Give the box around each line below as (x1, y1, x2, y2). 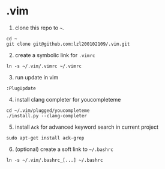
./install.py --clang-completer (6, 112, 87, 118)
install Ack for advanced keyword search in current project (14, 123, 159, 131)
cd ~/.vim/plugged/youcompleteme (6, 107, 90, 114)
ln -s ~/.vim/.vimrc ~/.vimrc (6, 63, 82, 69)
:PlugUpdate (6, 85, 36, 91)
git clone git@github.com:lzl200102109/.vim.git (6, 41, 130, 47)
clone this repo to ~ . (14, 24, 64, 31)
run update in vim (14, 73, 59, 81)
